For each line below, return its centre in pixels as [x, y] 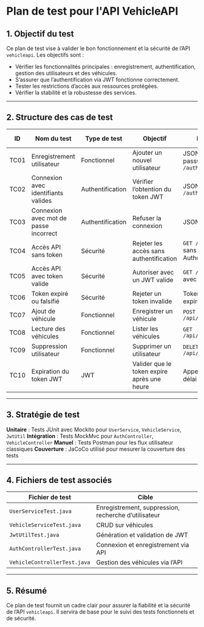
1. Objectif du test [40, 34]
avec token [47, 276]
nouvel [142, 160]
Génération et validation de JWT [142, 535]
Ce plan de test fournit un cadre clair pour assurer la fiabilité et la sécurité [98, 606]
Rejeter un [147, 293]
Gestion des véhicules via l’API [140, 562]
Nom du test [53, 138]
